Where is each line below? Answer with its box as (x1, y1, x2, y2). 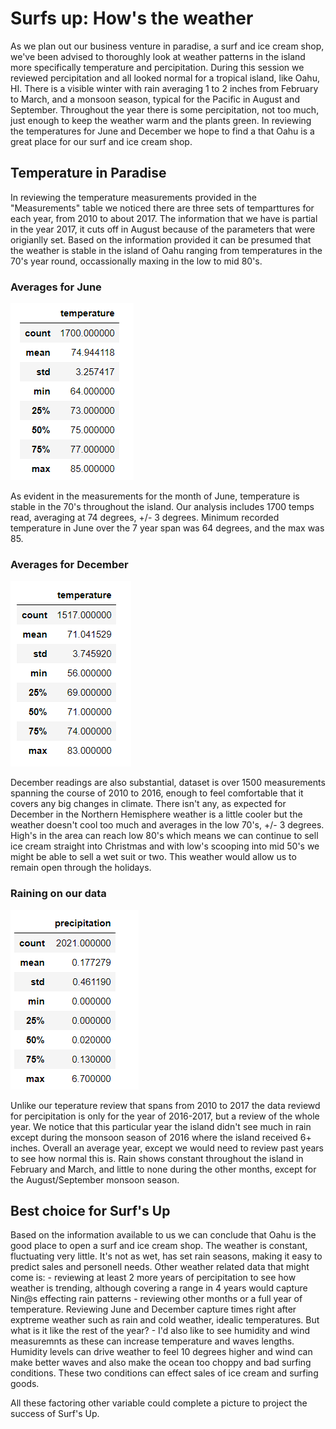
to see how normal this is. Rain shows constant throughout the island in (10, 1152, 304, 1164)
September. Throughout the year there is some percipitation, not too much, (10, 103, 320, 116)
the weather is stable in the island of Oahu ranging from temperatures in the (10, 244, 323, 256)
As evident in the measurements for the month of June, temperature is (10, 490, 300, 502)
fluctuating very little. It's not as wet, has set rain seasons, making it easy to (10, 1250, 323, 1262)
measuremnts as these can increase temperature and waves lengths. (10, 1335, 295, 1347)
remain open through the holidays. (10, 862, 152, 874)
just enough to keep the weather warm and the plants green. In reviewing (10, 114, 312, 126)
